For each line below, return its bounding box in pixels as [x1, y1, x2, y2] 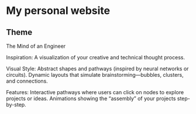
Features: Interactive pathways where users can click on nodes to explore [6, 89, 184, 95]
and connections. [6, 77, 48, 84]
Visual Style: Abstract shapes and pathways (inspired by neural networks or [6, 65, 189, 72]
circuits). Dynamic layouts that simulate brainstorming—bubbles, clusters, [6, 72, 184, 78]
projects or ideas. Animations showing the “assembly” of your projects [6, 95, 176, 102]
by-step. [6, 101, 26, 108]
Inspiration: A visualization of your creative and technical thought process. [6, 54, 185, 60]
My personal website [6, 4, 111, 17]
